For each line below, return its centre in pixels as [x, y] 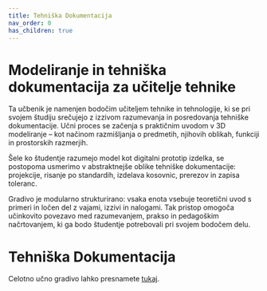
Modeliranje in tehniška [88, 70]
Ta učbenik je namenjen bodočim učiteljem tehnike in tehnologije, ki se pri [130, 109]
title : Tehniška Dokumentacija [60, 16]
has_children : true [41, 30]
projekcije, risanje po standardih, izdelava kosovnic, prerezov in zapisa [124, 175]
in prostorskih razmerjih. [48, 143]
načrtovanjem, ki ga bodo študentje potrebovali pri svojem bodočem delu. [130, 225]
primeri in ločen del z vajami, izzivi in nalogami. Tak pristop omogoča [122, 207]
